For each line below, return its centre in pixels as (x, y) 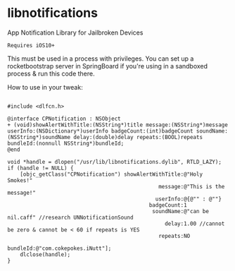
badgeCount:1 (168, 205)
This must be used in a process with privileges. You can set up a (101, 59)
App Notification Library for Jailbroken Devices (75, 32)
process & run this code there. (51, 73)
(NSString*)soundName (39, 137)
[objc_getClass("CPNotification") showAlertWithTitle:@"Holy (111, 174)
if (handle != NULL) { (40, 168)
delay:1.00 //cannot (195, 224)
